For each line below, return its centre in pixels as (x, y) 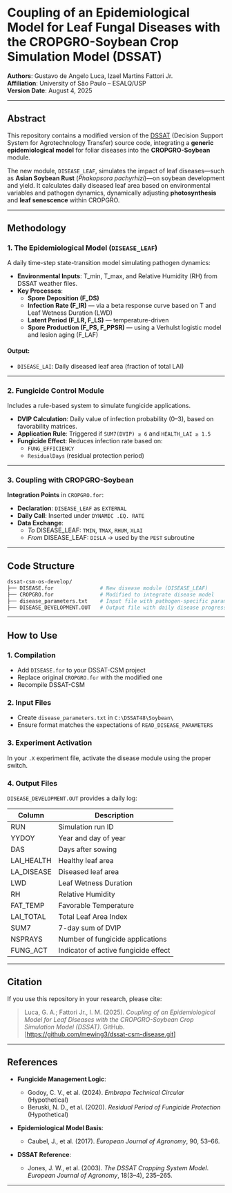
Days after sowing (88, 849)
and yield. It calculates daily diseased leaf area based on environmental (109, 185)
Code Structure (41, 566)
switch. (17, 765)
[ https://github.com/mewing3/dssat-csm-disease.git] (100, 1034)
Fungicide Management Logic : (62, 1079)
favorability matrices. (47, 426)
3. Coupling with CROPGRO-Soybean (70, 480)
